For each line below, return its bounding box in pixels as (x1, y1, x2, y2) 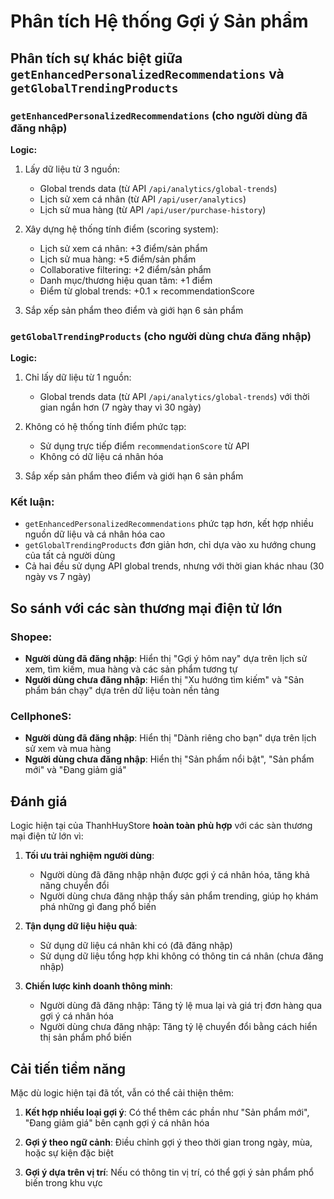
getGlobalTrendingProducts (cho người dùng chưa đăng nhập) (10, 329, 312, 343)
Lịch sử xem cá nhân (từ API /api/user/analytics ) (39, 193, 247, 205)
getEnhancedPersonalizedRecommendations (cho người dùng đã (10, 108, 308, 122)
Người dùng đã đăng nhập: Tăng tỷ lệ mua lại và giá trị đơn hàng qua (39, 1000, 323, 1012)
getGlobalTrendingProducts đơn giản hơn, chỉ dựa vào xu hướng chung (24, 539, 317, 551)
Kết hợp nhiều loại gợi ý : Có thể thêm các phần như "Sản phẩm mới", (24, 1106, 310, 1119)
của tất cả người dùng (24, 550, 116, 562)
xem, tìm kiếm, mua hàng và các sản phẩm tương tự (24, 663, 238, 675)
